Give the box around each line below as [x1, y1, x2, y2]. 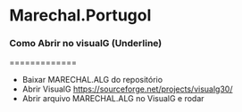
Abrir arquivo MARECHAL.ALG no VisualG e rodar [21, 93, 204, 104]
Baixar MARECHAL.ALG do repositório [21, 75, 163, 85]
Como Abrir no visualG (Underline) [9, 37, 163, 50]
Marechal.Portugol [9, 5, 152, 26]
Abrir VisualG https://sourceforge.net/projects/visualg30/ [21, 84, 233, 94]
